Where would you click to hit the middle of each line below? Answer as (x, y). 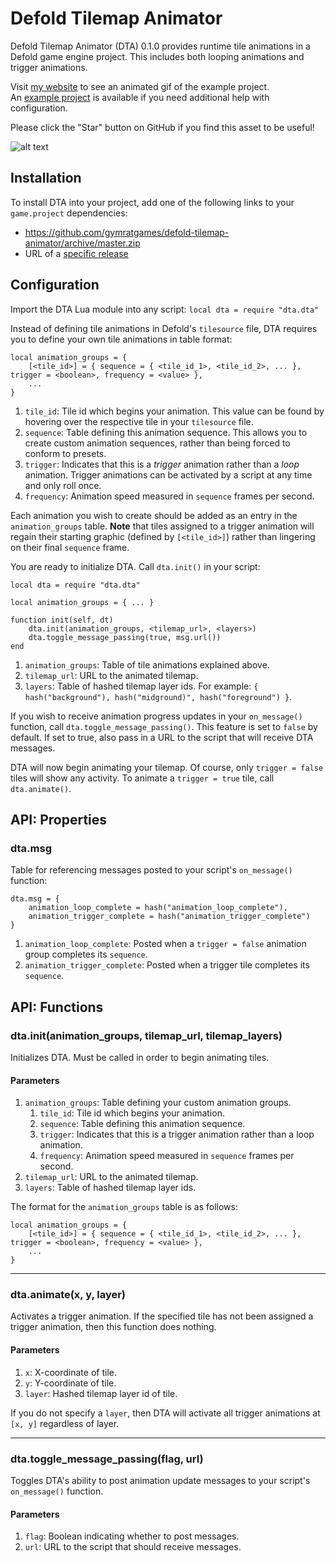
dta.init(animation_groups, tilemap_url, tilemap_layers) (146, 1035)
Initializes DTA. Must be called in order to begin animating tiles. (140, 1057)
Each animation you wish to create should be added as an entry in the (154, 515)
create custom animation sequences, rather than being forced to (157, 443)
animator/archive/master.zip (82, 243)
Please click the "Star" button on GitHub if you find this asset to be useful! (162, 127)
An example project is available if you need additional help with (140, 97)
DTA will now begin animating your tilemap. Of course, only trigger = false (167, 767)
